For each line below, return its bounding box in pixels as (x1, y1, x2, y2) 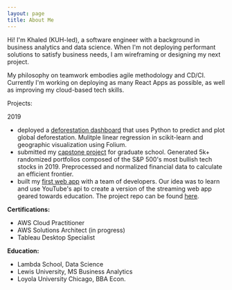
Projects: (7, 99, 33, 107)
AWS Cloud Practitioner (17, 218, 85, 226)
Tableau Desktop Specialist (17, 233, 96, 242)
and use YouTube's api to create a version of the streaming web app (17, 184, 213, 193)
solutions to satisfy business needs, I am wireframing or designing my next (7, 50, 221, 59)
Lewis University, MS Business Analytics (17, 267, 133, 275)
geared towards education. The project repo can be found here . (17, 191, 199, 200)
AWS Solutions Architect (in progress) (17, 226, 126, 234)
